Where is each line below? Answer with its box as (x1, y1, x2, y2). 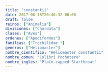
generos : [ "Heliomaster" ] (5, 45, 60, 50)
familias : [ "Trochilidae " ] (5, 41, 65, 46)
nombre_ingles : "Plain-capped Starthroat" (5, 59, 97, 64)
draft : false (5, 17, 33, 22)
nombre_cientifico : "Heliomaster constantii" (5, 50, 103, 55)
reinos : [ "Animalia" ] (5, 21, 51, 27)
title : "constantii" (5, 7, 49, 13)
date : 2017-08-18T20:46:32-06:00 (5, 12, 76, 17)
